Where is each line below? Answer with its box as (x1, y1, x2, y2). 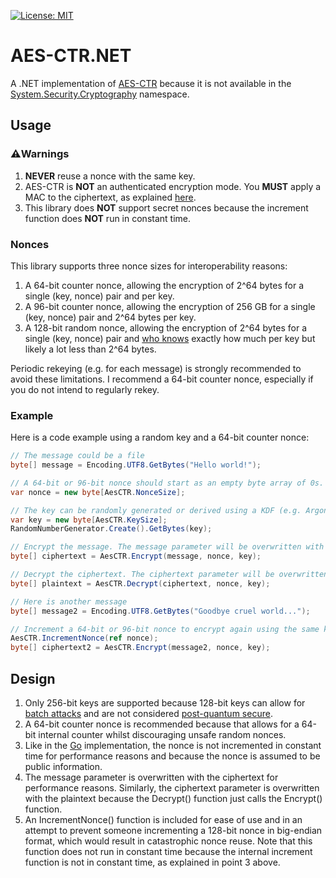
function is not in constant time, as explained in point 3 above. (24, 856, 281, 869)
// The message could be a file (10, 451, 145, 461)
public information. (24, 761, 103, 773)
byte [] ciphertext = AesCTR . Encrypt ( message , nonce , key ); (10, 551, 262, 562)
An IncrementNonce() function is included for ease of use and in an (24, 814, 303, 826)
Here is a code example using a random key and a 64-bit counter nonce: (10, 431, 310, 444)
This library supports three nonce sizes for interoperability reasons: (10, 260, 288, 272)
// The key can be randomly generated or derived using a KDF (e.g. (10, 505, 302, 515)
